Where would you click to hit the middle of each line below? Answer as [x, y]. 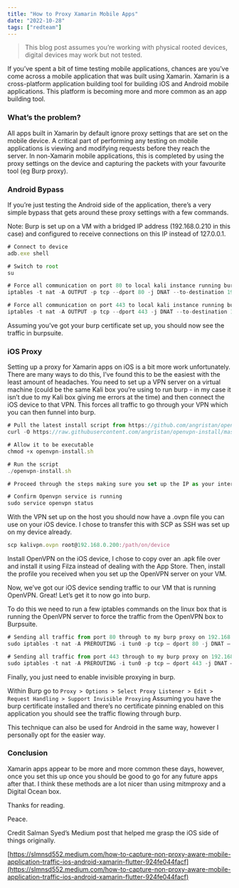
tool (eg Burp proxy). [38, 171]
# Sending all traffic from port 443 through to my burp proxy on [108, 657]
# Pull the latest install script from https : [78, 425]
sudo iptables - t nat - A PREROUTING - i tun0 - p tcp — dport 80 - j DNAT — [119, 644]
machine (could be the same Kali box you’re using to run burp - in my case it [119, 390]
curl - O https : [30, 432]
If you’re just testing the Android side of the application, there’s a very [109, 204]
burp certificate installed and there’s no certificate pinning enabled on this [116, 706]
